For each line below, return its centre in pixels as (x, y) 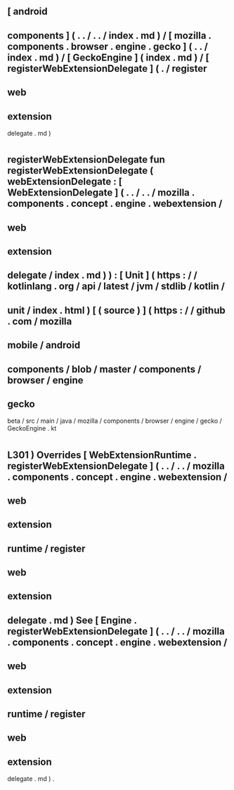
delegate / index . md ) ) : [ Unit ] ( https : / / (103, 275)
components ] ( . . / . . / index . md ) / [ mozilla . (109, 36)
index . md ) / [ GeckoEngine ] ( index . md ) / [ (108, 57)
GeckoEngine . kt (32, 428)
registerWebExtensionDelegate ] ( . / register (107, 69)
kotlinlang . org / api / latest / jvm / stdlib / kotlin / (116, 287)
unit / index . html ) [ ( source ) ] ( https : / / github (117, 310)
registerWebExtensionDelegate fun (86, 160)
